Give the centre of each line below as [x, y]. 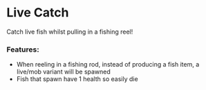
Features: [23, 49]
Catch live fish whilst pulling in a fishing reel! [70, 32]
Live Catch [38, 13]
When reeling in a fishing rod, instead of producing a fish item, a [108, 65]
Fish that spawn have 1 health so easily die [77, 79]
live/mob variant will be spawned [64, 72]
